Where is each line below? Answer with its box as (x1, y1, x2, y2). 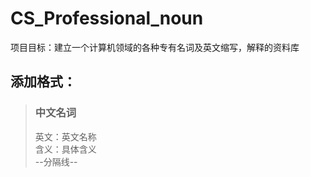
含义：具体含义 (34, 143, 97, 155)
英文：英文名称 (34, 130, 97, 142)
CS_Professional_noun (10, 7, 204, 30)
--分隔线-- (34, 155, 78, 167)
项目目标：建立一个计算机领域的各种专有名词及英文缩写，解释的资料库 (10, 41, 300, 53)
